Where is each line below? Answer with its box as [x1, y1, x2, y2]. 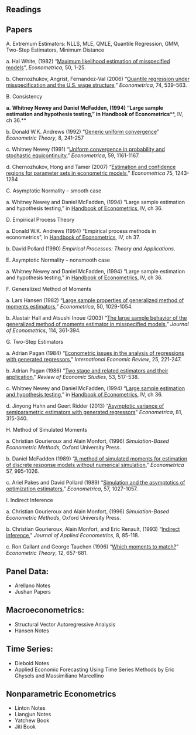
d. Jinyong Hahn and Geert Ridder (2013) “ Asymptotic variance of [6, 402, 164, 409]
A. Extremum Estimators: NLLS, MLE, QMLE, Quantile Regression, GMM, [6, 40, 180, 48]
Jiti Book [14, 723, 36, 730]
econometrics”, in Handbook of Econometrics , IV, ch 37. [6, 234, 140, 241]
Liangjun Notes [14, 711, 51, 718]
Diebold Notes [14, 659, 50, 666]
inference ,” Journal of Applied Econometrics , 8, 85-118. [6, 532, 139, 539]
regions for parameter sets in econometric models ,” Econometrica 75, [6, 170, 174, 177]
